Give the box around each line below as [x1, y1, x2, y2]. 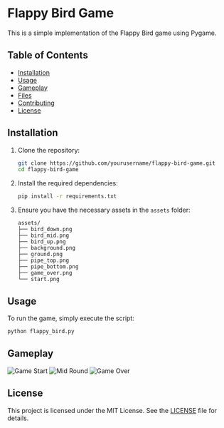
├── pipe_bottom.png [17, 263, 79, 270]
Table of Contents [7, 49, 89, 61]
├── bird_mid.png [17, 232, 70, 240]
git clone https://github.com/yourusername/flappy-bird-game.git [17, 159, 215, 167]
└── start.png [17, 276, 60, 283]
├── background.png [17, 245, 76, 252]
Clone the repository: [17, 146, 80, 154]
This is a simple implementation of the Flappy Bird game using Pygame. [7, 29, 217, 37]
